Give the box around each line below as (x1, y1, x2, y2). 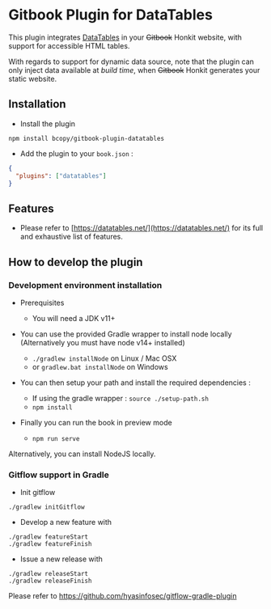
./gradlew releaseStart (8, 570, 89, 578)
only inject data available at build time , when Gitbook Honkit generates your (8, 65, 260, 74)
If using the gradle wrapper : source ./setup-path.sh (32, 393, 209, 403)
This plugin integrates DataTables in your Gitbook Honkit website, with (8, 32, 243, 42)
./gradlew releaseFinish (8, 577, 92, 586)
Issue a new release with (19, 554, 104, 564)
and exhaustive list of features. (19, 232, 124, 242)
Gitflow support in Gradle (8, 469, 109, 480)
